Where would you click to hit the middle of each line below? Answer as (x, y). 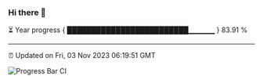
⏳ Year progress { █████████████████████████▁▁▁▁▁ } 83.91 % (128, 30)
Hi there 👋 (27, 13)
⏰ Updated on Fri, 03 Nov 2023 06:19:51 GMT (82, 56)
